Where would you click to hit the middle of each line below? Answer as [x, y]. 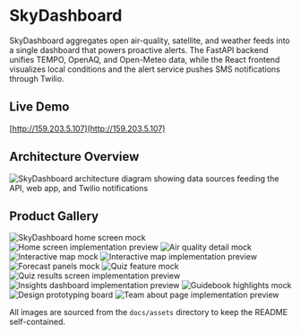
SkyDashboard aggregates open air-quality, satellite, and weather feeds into [150, 40]
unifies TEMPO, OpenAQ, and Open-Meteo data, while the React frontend [145, 59]
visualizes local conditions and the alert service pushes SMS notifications [145, 69]
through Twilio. [37, 78]
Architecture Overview [74, 157]
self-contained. [37, 322]
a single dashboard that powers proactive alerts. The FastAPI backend [139, 49]
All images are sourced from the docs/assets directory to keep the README [149, 312]
